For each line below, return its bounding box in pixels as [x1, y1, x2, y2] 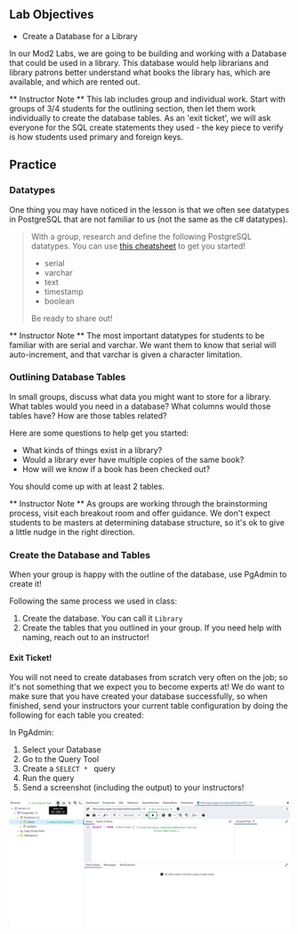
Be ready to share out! [30, 313, 113, 323]
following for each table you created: [9, 710, 144, 720]
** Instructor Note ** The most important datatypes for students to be [9, 329, 265, 341]
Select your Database [21, 744, 102, 755]
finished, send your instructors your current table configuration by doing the [9, 701, 288, 711]
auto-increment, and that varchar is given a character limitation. [9, 349, 243, 360]
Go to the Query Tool [21, 754, 100, 765]
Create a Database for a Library [21, 30, 138, 41]
